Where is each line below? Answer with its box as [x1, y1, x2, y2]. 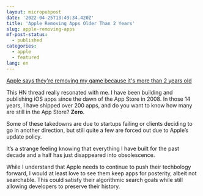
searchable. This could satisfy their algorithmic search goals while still [6, 176, 183, 183]
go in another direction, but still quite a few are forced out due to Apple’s [6, 126, 188, 134]
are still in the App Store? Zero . [6, 108, 85, 115]
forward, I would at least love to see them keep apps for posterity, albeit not [6, 169, 197, 177]
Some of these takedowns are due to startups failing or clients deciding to [6, 120, 193, 127]
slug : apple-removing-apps [6, 26, 75, 32]
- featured [12, 54, 40, 60]
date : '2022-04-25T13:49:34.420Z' [6, 15, 95, 21]
